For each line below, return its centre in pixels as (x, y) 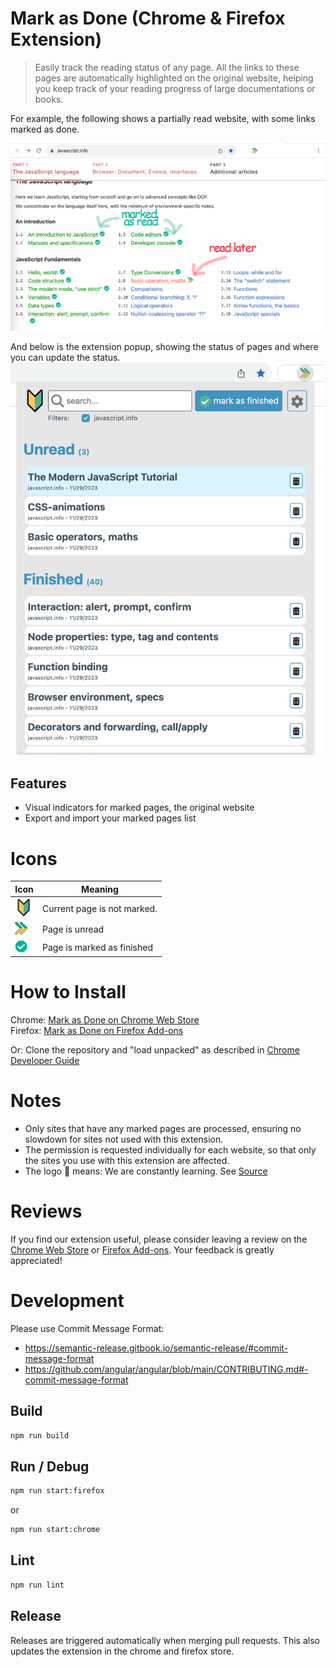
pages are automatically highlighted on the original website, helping (174, 78)
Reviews (46, 1211)
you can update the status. (65, 357)
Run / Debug (50, 1466)
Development (67, 1301)
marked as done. (45, 129)
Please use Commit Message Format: (87, 1328)
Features (38, 783)
